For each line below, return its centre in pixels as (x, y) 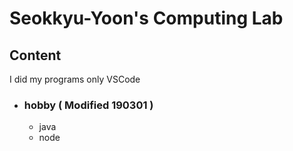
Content (35, 55)
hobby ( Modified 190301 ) (88, 105)
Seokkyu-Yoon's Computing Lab (146, 18)
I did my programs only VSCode (75, 79)
